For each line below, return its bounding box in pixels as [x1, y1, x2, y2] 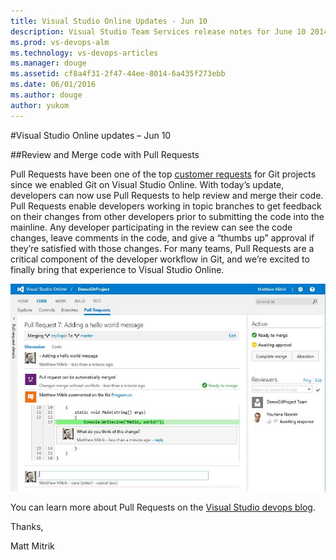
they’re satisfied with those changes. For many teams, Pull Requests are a [10, 242, 315, 254]
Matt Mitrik [10, 540, 55, 552]
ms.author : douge [10, 90, 83, 100]
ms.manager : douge [10, 58, 87, 69]
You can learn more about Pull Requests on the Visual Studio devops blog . [10, 501, 316, 514]
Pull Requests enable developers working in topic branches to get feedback [10, 200, 322, 212]
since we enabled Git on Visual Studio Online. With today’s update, [10, 178, 285, 190]
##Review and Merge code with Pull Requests [10, 148, 200, 160]
